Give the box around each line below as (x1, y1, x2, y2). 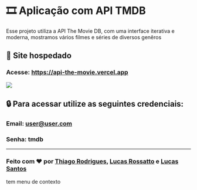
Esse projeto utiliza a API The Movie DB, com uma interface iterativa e (6, 27, 175, 35)
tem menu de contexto (6, 178, 61, 185)
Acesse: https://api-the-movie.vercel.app (6, 68, 128, 76)
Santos (6, 165, 27, 173)
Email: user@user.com (6, 119, 72, 127)
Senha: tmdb (6, 135, 44, 143)
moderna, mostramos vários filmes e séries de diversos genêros (6, 33, 162, 40)
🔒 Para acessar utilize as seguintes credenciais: (6, 99, 184, 109)
